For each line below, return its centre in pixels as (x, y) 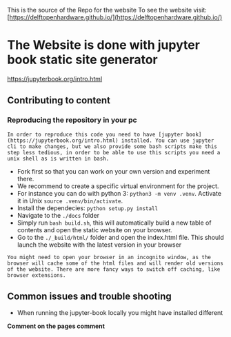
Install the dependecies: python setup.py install (88, 208)
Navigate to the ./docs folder (58, 215)
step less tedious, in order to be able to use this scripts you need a (114, 152)
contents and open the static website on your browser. (94, 229)
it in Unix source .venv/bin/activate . (70, 201)
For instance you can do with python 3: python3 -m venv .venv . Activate (119, 193)
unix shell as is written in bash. (58, 159)
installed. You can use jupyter (168, 141)
